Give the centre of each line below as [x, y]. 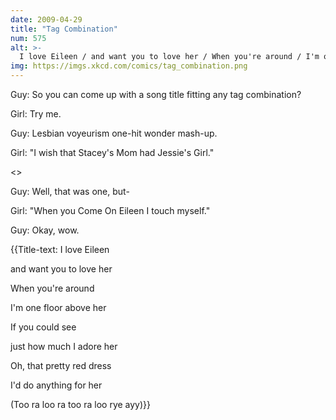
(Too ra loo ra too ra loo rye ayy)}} [81, 404]
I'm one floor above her [58, 307]
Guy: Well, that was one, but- [70, 191]
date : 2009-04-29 [46, 19]
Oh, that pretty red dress [61, 365]
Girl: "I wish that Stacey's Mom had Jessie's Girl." [112, 152]
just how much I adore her [64, 346]
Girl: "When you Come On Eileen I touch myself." [110, 210]
